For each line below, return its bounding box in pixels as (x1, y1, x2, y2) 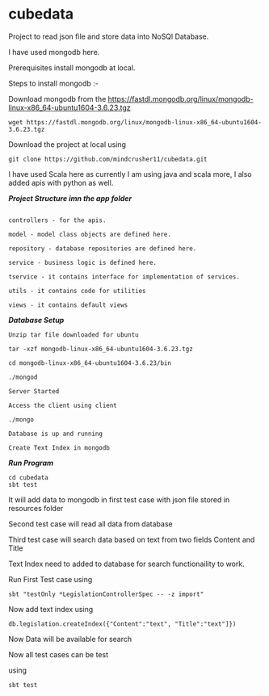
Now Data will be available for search (8, 634, 132, 644)
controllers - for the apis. (8, 216, 107, 224)
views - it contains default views (8, 300, 128, 309)
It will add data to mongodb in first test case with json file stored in (8, 494, 230, 505)
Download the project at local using (8, 139, 127, 149)
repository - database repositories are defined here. (8, 244, 197, 253)
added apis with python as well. (8, 178, 114, 187)
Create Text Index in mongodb (8, 443, 111, 452)
